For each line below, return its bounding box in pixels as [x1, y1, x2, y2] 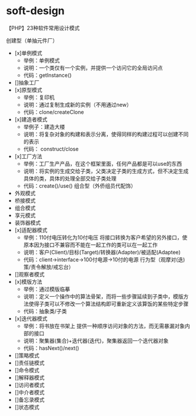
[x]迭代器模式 [14, 315, 48, 322]
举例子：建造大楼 [23, 123, 65, 130]
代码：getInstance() [23, 71, 72, 78]
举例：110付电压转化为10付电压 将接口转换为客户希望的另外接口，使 [23, 234, 188, 241]
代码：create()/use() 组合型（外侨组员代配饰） [23, 182, 137, 189]
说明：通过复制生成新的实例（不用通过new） [23, 101, 132, 108]
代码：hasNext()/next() [23, 344, 79, 352]
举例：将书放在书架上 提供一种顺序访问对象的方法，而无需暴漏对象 [23, 322, 185, 329]
